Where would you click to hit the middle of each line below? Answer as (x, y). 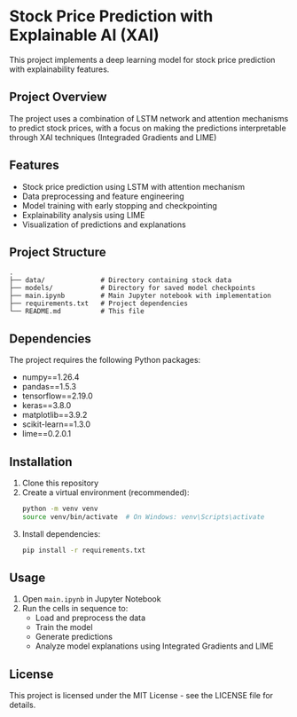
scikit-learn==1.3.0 (56, 424)
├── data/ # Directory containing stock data (121, 280)
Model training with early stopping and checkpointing (119, 205)
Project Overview (58, 97)
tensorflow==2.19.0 (57, 396)
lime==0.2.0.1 (47, 434)
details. (23, 705)
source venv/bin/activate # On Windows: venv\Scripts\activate (143, 516)
